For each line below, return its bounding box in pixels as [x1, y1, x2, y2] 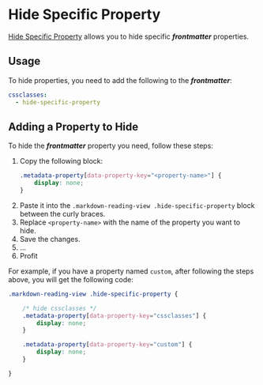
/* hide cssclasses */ [22, 304, 97, 312]
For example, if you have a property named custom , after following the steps [8, 266, 254, 276]
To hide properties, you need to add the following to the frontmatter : [8, 75, 232, 85]
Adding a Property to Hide [8, 120, 139, 134]
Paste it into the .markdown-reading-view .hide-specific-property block [19, 200, 255, 210]
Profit [19, 251, 38, 260]
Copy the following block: [19, 157, 103, 166]
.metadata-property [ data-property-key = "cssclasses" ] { [22, 311, 207, 319]
